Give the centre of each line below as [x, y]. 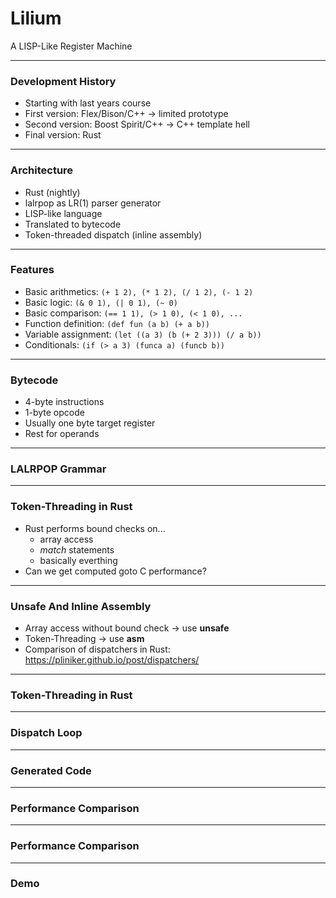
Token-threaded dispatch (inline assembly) [113, 234]
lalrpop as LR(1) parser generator [93, 203]
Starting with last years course [88, 103]
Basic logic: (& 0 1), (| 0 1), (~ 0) [101, 302]
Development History [63, 81]
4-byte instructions [64, 402]
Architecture [42, 170]
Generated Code [51, 770]
